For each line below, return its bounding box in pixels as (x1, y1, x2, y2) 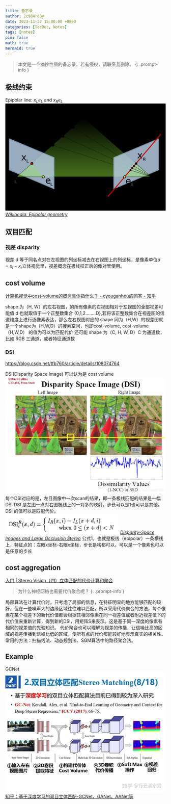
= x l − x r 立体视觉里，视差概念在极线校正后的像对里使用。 (5, 263, 125, 270)
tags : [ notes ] (5, 30, 36, 35)
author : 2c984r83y (5, 13, 44, 19)
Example (5, 653, 34, 661)
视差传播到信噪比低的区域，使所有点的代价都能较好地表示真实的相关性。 (14, 631, 166, 637)
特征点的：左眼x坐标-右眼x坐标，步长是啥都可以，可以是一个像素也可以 (14, 542, 164, 548)
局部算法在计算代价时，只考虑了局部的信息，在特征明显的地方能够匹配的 (5, 599, 157, 605)
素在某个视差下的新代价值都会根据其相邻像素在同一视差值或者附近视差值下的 (5, 612, 166, 618)
